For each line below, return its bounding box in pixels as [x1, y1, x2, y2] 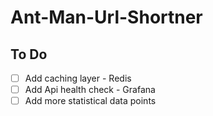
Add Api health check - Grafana [24, 84, 156, 96]
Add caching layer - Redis [24, 72, 132, 84]
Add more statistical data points [24, 95, 157, 107]
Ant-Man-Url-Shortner [10, 6, 203, 29]
